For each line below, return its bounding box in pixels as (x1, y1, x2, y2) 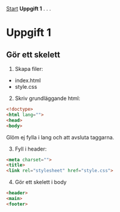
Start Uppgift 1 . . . (6, 5, 51, 12)
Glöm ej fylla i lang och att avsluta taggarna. (6, 133, 115, 141)
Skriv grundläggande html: (14, 95, 81, 102)
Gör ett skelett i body (14, 179, 67, 186)
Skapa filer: (14, 66, 44, 72)
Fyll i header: (14, 145, 47, 152)
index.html (14, 77, 41, 84)
